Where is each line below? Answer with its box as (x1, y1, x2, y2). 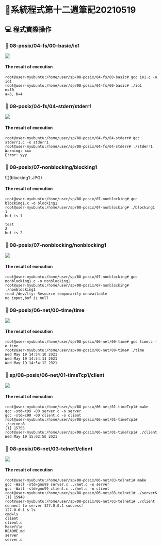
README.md (5, 529, 25, 534)
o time (5, 344, 18, 349)
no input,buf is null (5, 295, 49, 301)
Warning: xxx (5, 148, 32, 153)
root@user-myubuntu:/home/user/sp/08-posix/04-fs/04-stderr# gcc (5, 135, 140, 141)
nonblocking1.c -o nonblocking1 (5, 278, 70, 284)
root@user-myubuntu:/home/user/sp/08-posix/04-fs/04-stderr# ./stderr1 (5, 144, 153, 149)
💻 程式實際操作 (5, 25, 52, 33)
